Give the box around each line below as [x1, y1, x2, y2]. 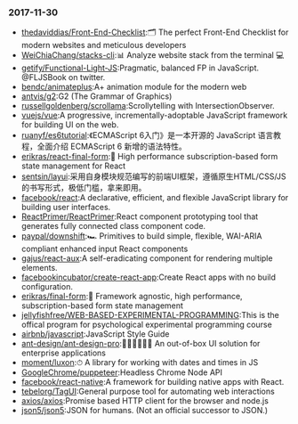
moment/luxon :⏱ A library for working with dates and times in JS [20, 357, 259, 368]
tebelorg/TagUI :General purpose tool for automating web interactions [20, 386, 275, 397]
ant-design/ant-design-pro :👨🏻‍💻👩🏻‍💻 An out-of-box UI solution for [20, 338, 261, 349]
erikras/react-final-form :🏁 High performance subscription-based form [20, 151, 278, 162]
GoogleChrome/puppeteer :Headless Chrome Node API [20, 367, 223, 378]
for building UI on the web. [20, 119, 119, 130]
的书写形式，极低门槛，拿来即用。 [20, 183, 147, 193]
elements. [20, 263, 59, 273]
